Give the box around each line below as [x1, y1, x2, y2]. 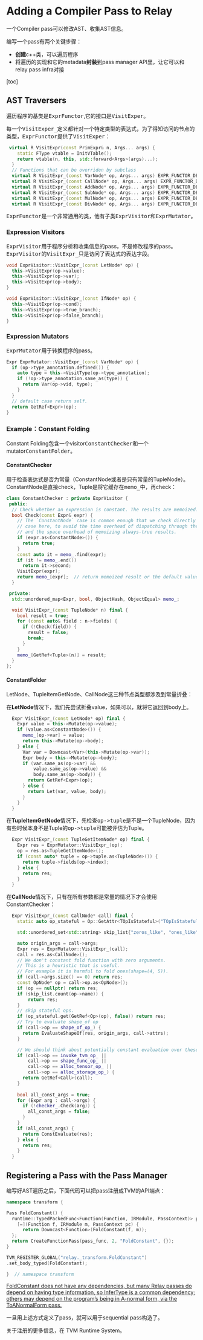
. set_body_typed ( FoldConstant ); [6, 1260, 88, 1266]
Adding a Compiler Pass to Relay [6, 4, 173, 18]
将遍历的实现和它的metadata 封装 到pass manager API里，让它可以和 [14, 58, 185, 65]
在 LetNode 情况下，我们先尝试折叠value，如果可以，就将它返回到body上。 [6, 703, 192, 711]
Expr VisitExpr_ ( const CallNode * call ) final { [11, 913, 134, 919]
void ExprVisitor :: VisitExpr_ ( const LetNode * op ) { [6, 262, 139, 268]
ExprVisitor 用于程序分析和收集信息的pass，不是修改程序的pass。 [6, 242, 176, 250]
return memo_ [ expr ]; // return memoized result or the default [17, 574, 182, 580]
